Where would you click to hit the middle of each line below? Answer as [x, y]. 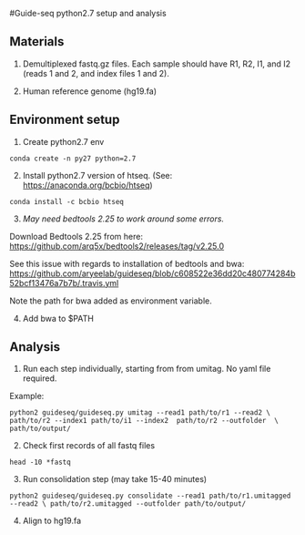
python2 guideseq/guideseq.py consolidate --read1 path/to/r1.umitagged [150, 496]
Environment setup [65, 120]
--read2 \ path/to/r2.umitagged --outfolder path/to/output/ [128, 504]
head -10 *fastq [40, 463]
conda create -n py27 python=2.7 [73, 159]
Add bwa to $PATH [58, 318]
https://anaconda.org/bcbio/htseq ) [87, 185]
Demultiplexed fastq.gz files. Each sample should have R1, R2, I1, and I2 [157, 64]
